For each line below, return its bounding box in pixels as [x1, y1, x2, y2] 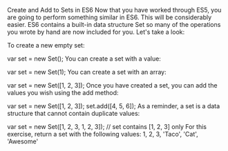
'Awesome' [7, 137, 39, 145]
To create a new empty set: [7, 41, 85, 49]
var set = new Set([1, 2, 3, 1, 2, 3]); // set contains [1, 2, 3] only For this [7, 123, 207, 130]
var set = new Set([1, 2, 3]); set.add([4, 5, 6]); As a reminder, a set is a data [7, 102, 220, 110]
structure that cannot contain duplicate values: [7, 110, 140, 117]
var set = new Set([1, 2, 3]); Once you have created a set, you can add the [7, 81, 218, 89]
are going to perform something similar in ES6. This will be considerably [7, 13, 212, 21]
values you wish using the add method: [7, 89, 119, 97]
